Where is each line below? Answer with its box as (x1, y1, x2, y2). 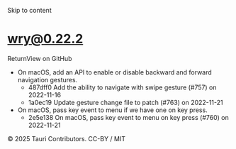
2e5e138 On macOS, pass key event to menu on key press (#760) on (28, 113, 229, 121)
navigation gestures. (17, 75, 78, 84)
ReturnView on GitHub (7, 54, 72, 62)
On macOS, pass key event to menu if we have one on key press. (17, 106, 208, 114)
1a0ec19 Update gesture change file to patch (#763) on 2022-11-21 (28, 98, 223, 106)
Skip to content (7, 6, 52, 14)
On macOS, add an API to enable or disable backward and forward (17, 67, 213, 77)
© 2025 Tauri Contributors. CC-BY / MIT (7, 134, 126, 143)
